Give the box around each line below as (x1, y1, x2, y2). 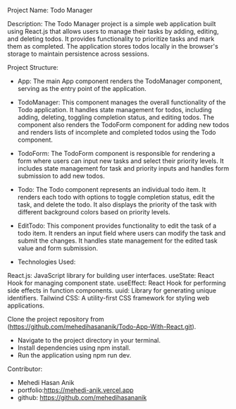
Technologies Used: (17, 257, 76, 266)
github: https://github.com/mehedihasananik (17, 393, 147, 401)
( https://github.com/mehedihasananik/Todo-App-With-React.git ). (7, 322, 197, 331)
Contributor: (7, 365, 43, 373)
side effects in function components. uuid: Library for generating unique (7, 286, 217, 295)
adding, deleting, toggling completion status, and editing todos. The (17, 113, 215, 121)
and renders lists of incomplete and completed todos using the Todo (17, 128, 216, 136)
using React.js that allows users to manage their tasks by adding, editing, (7, 28, 219, 35)
